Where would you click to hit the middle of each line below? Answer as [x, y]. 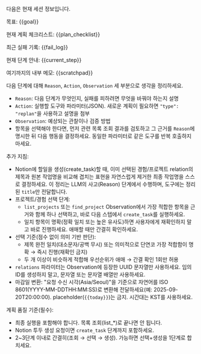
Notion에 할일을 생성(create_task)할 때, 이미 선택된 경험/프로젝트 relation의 [104, 169]
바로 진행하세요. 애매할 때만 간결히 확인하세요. [84, 229]
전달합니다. [54, 192]
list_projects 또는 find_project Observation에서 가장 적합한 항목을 [107, 207]
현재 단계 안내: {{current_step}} [44, 60]
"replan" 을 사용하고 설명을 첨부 [52, 113]
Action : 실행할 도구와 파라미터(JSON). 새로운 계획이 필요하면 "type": [97, 106]
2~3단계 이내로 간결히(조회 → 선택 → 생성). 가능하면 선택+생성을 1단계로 [100, 338]
